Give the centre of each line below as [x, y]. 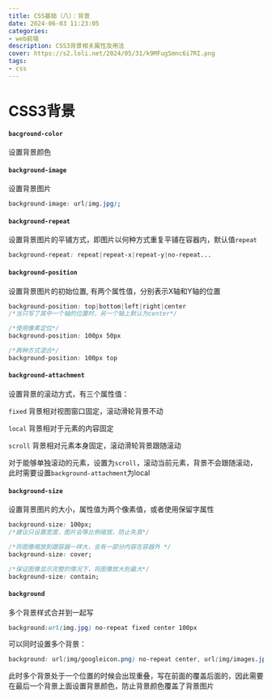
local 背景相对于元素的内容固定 [61, 428]
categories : [28, 31]
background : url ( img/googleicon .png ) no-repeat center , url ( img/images [132, 660]
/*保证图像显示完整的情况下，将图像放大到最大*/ [79, 569]
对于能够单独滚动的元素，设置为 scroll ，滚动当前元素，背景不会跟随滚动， [133, 462]
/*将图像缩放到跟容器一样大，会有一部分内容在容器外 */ [90, 547]
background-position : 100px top [63, 358]
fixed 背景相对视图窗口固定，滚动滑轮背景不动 [86, 411]
